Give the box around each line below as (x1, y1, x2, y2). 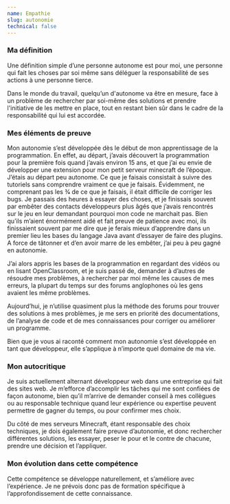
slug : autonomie (7, 17, 54, 23)
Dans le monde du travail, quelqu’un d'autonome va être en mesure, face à (7, 89, 218, 97)
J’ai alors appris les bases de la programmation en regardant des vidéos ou (7, 259, 220, 267)
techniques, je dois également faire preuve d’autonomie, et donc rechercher (7, 427, 222, 435)
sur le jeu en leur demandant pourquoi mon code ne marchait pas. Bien (7, 209, 208, 217)
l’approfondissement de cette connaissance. (7, 489, 133, 497)
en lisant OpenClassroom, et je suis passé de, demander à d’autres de (7, 266, 205, 275)
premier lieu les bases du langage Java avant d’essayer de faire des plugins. (7, 231, 223, 239)
